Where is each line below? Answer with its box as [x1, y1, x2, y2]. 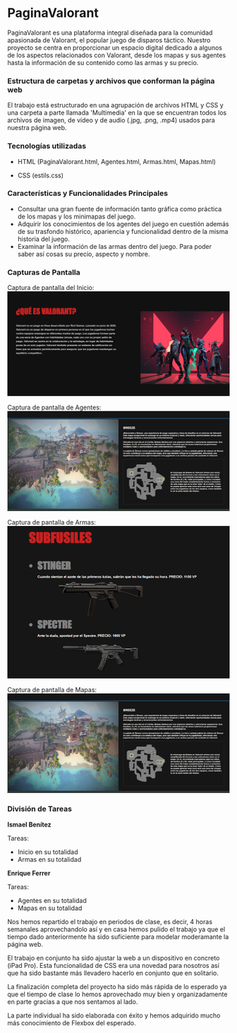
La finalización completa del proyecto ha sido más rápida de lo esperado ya [7, 982, 227, 991]
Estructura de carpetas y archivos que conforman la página [7, 76, 215, 86]
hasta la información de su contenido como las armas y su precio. [7, 58, 199, 66]
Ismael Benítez [7, 820, 51, 829]
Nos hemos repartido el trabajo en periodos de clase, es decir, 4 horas [7, 917, 213, 926]
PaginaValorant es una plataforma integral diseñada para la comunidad [7, 28, 213, 37]
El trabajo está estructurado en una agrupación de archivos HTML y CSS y [7, 101, 224, 110]
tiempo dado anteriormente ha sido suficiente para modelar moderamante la [7, 932, 229, 941]
